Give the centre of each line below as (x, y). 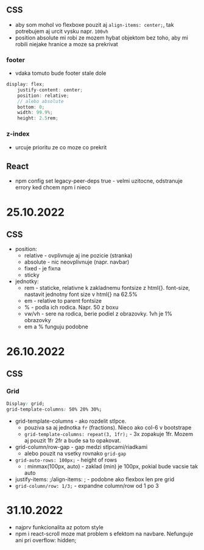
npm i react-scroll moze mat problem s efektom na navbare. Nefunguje (104, 534)
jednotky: (27, 281)
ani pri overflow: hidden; (46, 540)
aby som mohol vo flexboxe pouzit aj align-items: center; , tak (94, 24)
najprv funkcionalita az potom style (59, 527)
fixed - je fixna (42, 269)
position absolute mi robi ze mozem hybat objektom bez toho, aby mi (102, 37)
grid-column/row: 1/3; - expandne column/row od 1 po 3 (87, 485)
